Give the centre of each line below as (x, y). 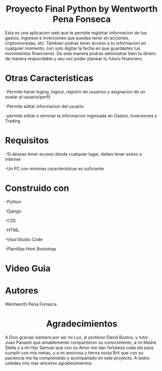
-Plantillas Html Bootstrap (31, 248)
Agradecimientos (82, 324)
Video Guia (28, 268)
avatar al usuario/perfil (28, 97)
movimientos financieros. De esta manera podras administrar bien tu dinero (81, 53)
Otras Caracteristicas (49, 78)
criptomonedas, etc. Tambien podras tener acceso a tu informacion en (76, 43)
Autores (22, 291)
